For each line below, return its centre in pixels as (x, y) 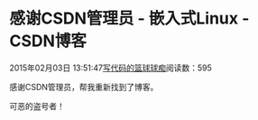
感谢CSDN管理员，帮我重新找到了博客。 (84, 87)
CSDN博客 (48, 41)
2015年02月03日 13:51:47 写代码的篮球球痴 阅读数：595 (111, 68)
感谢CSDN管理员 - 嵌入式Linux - (129, 18)
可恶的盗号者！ (37, 106)
